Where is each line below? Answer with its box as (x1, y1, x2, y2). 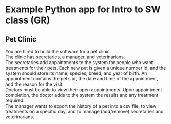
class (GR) (5, 14, 50, 26)
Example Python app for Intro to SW (5, 4, 161, 15)
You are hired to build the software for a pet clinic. (5, 49, 111, 54)
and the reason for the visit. (5, 81, 64, 87)
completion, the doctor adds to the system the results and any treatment (5, 92, 159, 98)
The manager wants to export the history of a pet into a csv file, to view (5, 103, 157, 109)
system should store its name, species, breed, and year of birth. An (5, 70, 147, 76)
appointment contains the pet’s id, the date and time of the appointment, (5, 76, 158, 81)
